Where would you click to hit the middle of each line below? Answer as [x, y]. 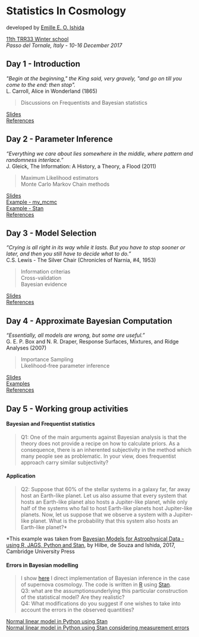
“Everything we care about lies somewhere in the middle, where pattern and [99, 154]
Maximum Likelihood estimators [60, 177]
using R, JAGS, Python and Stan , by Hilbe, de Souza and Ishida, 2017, [91, 545]
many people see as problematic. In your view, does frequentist [98, 456]
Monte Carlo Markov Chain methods [65, 184]
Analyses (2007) [26, 348]
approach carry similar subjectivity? [64, 462]
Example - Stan [25, 208]
